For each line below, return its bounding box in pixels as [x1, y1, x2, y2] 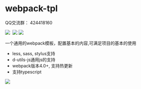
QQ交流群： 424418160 [5, 20, 53, 25]
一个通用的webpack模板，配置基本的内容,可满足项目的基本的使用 [5, 40, 137, 46]
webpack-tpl [5, 3, 58, 14]
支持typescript [12, 69, 42, 75]
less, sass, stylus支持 [12, 50, 55, 56]
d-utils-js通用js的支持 [12, 57, 55, 63]
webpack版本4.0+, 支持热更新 [12, 63, 73, 68]
